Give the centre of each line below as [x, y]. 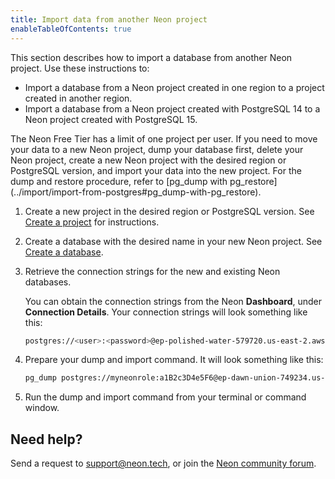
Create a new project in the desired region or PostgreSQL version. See [169, 211]
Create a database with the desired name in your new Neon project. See [173, 241]
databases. [48, 282]
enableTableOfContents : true [71, 29]
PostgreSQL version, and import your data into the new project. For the [156, 170]
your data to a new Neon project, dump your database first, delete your [157, 149]
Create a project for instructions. [92, 222]
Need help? [46, 439]
